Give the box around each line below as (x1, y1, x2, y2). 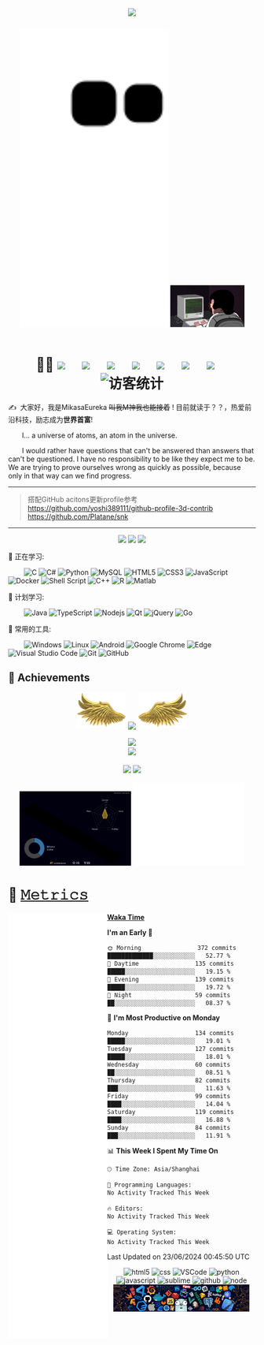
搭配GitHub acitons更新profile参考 (27, 494, 138, 504)
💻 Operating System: (107, 1228, 177, 1236)
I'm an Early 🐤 (107, 927, 153, 937)
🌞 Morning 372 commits (107, 944, 237, 952)
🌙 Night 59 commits (107, 991, 231, 999)
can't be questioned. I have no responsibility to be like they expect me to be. (8, 454, 255, 464)
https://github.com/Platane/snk (27, 512, 129, 521)
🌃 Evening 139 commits (107, 975, 234, 983)
